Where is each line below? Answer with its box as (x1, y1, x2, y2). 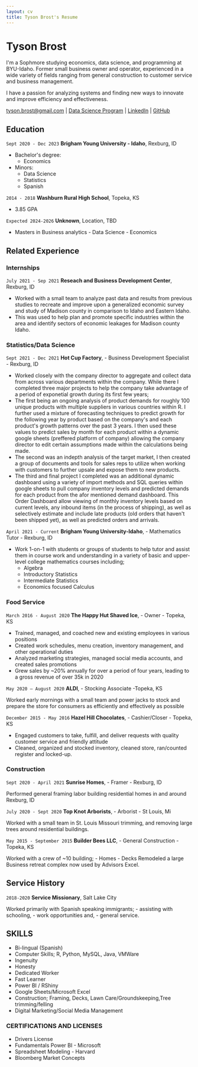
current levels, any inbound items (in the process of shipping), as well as (14, 504, 191, 511)
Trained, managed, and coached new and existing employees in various (14, 629, 190, 636)
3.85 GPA (14, 206, 38, 213)
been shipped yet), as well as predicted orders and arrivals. (14, 517, 160, 524)
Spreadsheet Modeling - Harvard (14, 1047, 96, 1055)
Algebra (23, 565, 43, 572)
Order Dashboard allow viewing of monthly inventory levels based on (14, 498, 183, 505)
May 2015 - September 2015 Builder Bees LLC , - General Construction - (6, 837, 179, 844)
